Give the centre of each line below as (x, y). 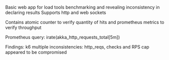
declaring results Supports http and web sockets (56, 12)
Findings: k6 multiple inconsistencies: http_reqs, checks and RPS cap (77, 47)
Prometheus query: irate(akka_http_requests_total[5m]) (63, 37)
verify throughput (23, 27)
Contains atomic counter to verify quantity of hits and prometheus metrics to (85, 22)
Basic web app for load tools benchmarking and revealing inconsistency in (82, 7)
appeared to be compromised (36, 52)
